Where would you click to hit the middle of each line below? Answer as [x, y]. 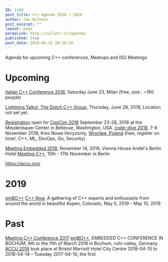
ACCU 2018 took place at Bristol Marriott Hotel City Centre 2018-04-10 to [81, 248]
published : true [22, 39]
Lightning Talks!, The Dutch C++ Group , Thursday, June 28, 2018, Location [83, 107]
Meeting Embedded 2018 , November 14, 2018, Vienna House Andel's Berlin [83, 148]
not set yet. [17, 113]
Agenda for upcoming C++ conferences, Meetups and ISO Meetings [76, 57]
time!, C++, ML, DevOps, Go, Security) [45, 138]
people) [13, 97]
